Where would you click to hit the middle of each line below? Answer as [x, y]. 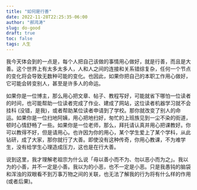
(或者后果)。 [21, 181]
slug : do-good [23, 28]
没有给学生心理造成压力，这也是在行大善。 [67, 147]
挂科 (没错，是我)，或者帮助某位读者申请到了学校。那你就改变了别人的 [91, 110]
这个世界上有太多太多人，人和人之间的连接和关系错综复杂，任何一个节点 [103, 68]
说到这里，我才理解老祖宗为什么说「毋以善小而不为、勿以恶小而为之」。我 [95, 159]
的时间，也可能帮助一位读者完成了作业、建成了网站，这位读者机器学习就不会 [98, 103]
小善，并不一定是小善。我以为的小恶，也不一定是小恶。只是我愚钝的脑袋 [103, 167]
